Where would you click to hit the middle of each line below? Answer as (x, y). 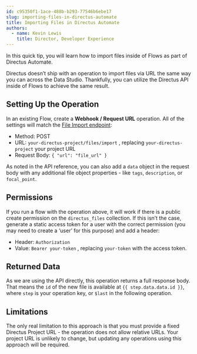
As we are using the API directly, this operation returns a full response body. (98, 281)
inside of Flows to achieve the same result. (58, 86)
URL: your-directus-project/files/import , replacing (79, 143)
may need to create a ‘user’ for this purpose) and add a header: (83, 230)
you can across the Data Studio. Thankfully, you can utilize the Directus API (97, 80)
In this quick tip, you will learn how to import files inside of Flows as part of (97, 56)
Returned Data (33, 267)
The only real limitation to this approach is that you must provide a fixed (93, 326)
